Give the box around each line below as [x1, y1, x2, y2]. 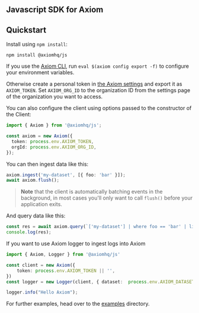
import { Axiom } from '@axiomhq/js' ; [6, 122, 102, 128]
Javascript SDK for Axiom [6, 5, 104, 15]
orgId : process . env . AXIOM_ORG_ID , [11, 144, 97, 150]
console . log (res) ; [6, 229, 52, 235]
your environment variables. [6, 69, 75, 76]
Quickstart [6, 25, 47, 35]
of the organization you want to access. [6, 93, 103, 100]
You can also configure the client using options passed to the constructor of [6, 105, 192, 112]
